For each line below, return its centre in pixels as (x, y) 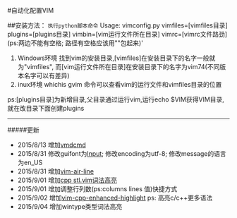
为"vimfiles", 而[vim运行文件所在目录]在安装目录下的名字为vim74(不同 (119, 67)
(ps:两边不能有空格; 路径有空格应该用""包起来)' (75, 43)
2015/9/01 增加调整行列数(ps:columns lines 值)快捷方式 (97, 189)
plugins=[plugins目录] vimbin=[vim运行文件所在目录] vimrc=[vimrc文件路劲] (117, 34)
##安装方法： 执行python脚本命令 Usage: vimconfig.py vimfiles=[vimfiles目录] (117, 25)
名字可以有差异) (47, 75)
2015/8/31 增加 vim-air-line (55, 171)
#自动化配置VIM (31, 10)
